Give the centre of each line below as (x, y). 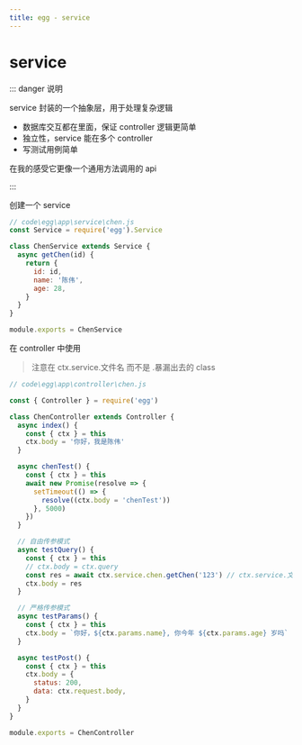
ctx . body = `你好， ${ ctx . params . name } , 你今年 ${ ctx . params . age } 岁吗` (157, 633)
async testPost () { (54, 658)
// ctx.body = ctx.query (72, 567)
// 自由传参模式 (44, 541)
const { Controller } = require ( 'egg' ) (84, 400)
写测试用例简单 (50, 149)
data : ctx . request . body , (80, 691)
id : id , (48, 271)
